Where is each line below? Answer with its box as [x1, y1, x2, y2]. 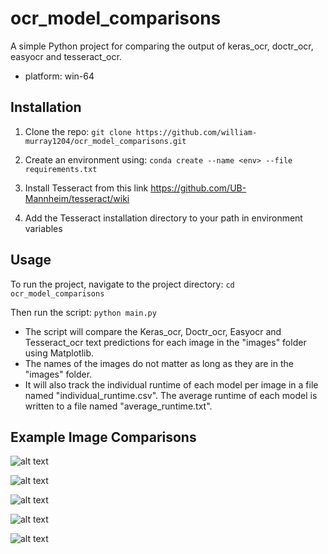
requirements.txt [24, 164, 98, 174]
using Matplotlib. [24, 347, 95, 359]
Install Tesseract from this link [24, 182, 149, 194]
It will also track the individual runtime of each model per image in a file [24, 378, 319, 391]
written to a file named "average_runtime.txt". [24, 400, 213, 412]
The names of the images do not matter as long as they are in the [24, 357, 294, 369]
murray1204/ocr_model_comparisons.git [24, 136, 187, 146]
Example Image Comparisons [10, 428, 197, 446]
